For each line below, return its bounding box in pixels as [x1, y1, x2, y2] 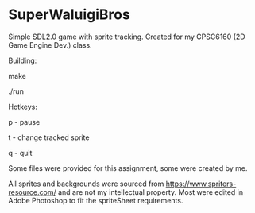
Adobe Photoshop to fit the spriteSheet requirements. [8, 196, 184, 205]
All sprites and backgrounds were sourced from [8, 179, 164, 188]
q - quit [8, 148, 33, 157]
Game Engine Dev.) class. [8, 40, 93, 49]
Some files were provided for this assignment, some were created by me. [8, 163, 248, 172]
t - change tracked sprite [8, 133, 90, 142]
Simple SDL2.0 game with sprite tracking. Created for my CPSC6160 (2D [8, 32, 245, 41]
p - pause [8, 117, 41, 126]
